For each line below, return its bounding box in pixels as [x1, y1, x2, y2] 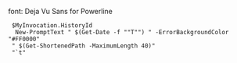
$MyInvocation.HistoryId [11, 22, 92, 30]
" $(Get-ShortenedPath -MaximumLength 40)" [11, 42, 156, 50]
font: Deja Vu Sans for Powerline [8, 7, 113, 16]
